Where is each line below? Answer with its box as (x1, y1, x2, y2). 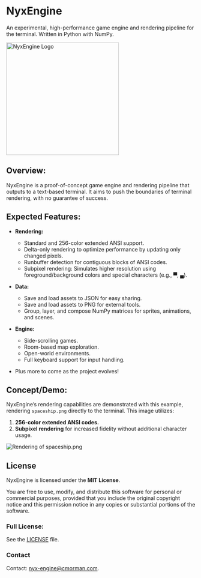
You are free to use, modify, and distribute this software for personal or (6, 488, 182, 496)
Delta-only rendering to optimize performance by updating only (23, 245, 181, 253)
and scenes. (23, 313, 55, 321)
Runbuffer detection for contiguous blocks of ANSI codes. (23, 258, 167, 265)
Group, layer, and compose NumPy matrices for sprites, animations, (23, 307, 191, 315)
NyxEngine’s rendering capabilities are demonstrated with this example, (6, 401, 184, 408)
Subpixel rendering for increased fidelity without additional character (14, 425, 187, 433)
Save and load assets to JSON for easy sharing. (23, 294, 142, 301)
